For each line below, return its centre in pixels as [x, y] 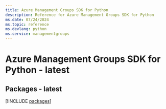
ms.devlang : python [26, 29]
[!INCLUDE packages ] [28, 101]
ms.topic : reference [27, 24]
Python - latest [38, 70]
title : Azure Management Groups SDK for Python [57, 10]
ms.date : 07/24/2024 [27, 19]
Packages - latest [34, 89]
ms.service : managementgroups [38, 34]
